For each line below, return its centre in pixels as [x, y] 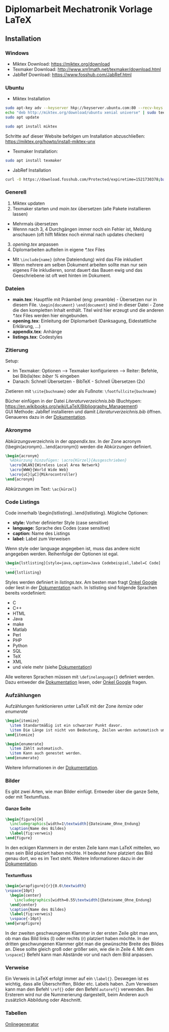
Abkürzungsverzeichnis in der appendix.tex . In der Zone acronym [73, 441]
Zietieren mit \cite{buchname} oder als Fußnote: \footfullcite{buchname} [81, 391]
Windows [17, 53]
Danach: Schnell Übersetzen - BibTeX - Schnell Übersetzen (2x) [79, 381]
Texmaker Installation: [35, 151]
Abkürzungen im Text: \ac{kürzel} [41, 489]
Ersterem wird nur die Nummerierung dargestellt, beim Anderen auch [77, 995]
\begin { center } [26, 895]
